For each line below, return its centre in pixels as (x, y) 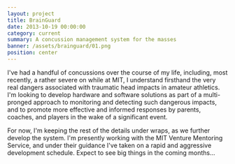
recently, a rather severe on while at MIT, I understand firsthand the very (112, 80)
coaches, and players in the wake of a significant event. (87, 117)
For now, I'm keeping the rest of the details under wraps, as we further (109, 131)
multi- (212, 94)
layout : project (31, 14)
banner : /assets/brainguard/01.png (59, 46)
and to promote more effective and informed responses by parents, (104, 110)
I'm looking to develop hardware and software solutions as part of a (105, 94)
